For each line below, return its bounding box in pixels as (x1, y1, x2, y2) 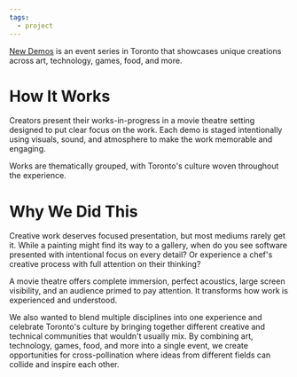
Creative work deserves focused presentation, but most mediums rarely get (9, 231, 285, 241)
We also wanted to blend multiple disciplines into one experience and (9, 312, 263, 323)
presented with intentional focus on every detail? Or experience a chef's (9, 249, 273, 260)
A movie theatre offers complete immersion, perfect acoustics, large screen (9, 276, 285, 287)
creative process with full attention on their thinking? (9, 259, 201, 270)
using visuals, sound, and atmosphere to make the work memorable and (9, 134, 273, 145)
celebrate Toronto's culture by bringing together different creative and (9, 321, 266, 333)
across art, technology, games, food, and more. (9, 55, 183, 66)
